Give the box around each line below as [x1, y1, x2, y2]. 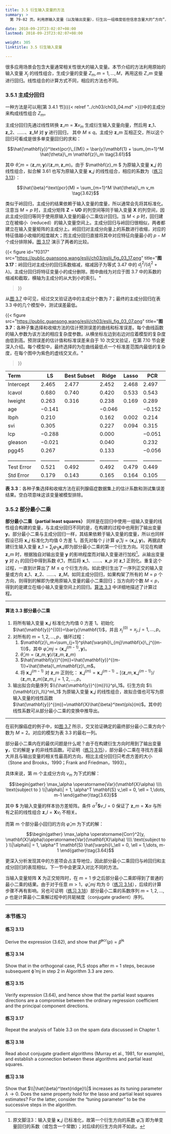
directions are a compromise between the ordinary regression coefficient [5, 997, 159, 1003]
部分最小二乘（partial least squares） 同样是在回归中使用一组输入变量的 [5, 518, 158, 525]
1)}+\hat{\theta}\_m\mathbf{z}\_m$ [20, 662, 94, 669]
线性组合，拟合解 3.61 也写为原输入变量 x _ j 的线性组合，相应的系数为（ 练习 [5, 168, 163, 174]
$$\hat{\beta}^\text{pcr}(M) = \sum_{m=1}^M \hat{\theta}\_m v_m [17, 184, 154, 191]
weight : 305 [5, 40, 31, 45]
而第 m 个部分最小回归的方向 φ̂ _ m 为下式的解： [5, 821, 104, 827]
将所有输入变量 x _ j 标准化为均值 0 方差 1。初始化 [12, 620, 115, 626]
